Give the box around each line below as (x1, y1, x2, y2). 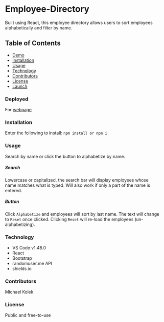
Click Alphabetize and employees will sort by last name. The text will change (5, 211, 160, 217)
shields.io (12, 266, 32, 272)
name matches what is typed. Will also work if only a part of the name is (5, 182, 150, 188)
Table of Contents (5, 39, 61, 48)
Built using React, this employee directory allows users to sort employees (5, 20, 153, 25)
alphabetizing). (5, 222, 35, 227)
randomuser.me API (12, 260, 52, 266)
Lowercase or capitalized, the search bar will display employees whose (5, 177, 149, 183)
